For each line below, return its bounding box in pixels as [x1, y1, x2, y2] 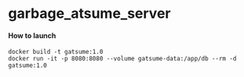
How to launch [8, 30, 56, 40]
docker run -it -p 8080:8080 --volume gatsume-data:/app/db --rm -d [8, 55, 237, 63]
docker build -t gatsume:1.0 [8, 48, 104, 56]
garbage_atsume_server [8, 5, 171, 23]
